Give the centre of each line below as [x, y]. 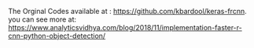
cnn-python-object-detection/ [57, 36]
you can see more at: [42, 19]
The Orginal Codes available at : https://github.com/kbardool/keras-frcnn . [127, 11]
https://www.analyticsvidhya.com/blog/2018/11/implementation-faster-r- [125, 27]
